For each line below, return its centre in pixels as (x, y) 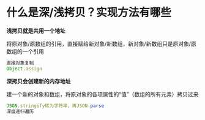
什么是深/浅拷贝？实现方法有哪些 (89, 13)
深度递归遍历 (20, 111)
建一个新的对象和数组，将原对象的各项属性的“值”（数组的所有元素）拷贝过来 (102, 94)
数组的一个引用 (25, 51)
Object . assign (24, 69)
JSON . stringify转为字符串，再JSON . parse (55, 106)
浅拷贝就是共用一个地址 (36, 31)
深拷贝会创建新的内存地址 (39, 81)
